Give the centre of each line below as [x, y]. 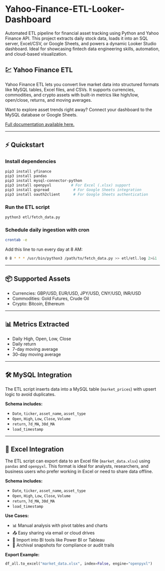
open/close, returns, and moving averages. [49, 100]
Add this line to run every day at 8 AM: [44, 250]
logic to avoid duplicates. [30, 395]
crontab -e [16, 240]
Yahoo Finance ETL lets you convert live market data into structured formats [82, 84]
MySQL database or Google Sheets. [41, 114]
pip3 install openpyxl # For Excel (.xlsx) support [68, 185]
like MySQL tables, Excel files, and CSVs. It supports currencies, [70, 89]
